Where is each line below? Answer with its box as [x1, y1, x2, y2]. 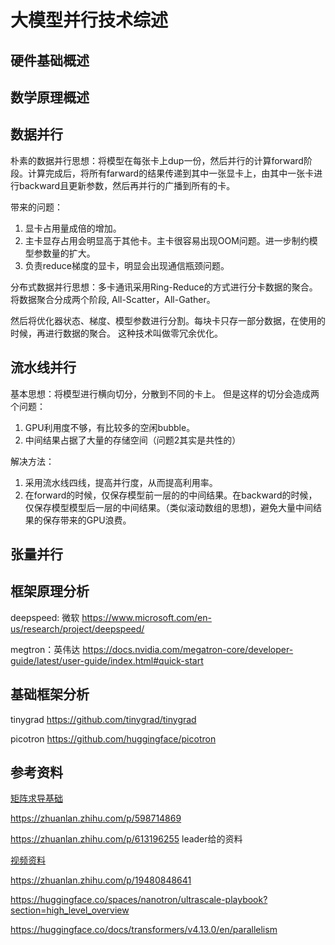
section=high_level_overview [10, 904, 130, 916]
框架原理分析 [10, 583, 90, 600]
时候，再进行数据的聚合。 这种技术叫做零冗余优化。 [10, 327, 223, 339]
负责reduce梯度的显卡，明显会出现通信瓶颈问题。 [24, 259, 230, 271]
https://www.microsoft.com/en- [81, 611, 212, 623]
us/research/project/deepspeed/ [10, 622, 145, 635]
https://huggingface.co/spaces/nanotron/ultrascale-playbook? [10, 894, 268, 906]
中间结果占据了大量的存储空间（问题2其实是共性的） [24, 434, 242, 446]
